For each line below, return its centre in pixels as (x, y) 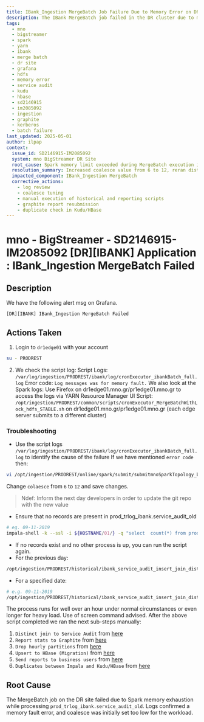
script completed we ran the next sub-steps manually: (74, 622)
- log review (34, 187)
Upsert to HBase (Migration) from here (65, 653)
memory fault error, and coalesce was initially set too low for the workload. (100, 713)
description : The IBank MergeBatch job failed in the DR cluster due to (100, 18)
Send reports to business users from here (69, 659)
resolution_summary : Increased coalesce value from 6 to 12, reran (99, 170)
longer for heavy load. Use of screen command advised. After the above (97, 616)
